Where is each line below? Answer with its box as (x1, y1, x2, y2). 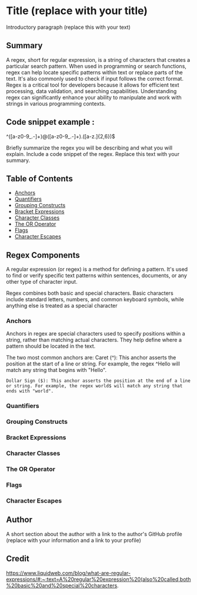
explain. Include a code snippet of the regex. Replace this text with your (6, 150, 180, 157)
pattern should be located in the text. (6, 343, 96, 350)
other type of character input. (6, 278, 78, 285)
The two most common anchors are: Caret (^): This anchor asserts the (6, 354, 176, 361)
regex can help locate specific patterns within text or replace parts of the (6, 69, 183, 76)
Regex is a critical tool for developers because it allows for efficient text (6, 81, 179, 88)
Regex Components (6, 250, 81, 260)
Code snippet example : (6, 117, 95, 127)
